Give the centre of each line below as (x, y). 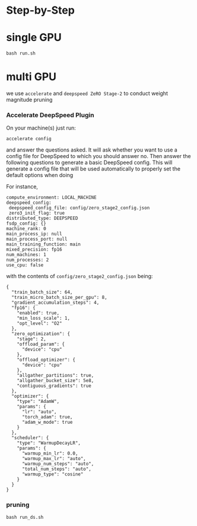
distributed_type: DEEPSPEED (42, 218)
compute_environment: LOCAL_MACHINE (51, 198)
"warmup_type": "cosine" (53, 474)
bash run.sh (21, 53)
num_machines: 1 (26, 255)
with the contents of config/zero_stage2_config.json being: (80, 276)
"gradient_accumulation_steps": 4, (55, 303)
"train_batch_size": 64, (42, 292)
